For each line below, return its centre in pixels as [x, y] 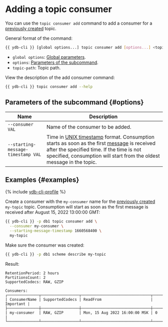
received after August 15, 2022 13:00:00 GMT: [53, 212]
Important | [17, 304]
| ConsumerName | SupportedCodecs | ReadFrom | [79, 299]
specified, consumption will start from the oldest [103, 156]
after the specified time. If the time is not [94, 149]
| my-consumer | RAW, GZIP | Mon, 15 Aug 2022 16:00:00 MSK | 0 [81, 312]
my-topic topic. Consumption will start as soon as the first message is [77, 207]
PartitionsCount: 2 [25, 277]
